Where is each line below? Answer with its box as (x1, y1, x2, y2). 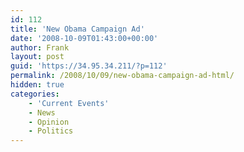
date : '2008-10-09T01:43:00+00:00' (10, 33, 159, 43)
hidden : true (10, 80, 65, 90)
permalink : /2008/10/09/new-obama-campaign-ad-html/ (10, 71, 235, 81)
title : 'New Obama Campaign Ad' (10, 24, 145, 34)
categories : (10, 89, 60, 99)
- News (28, 107, 56, 118)
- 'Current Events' (28, 98, 110, 108)
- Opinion (28, 117, 70, 127)
